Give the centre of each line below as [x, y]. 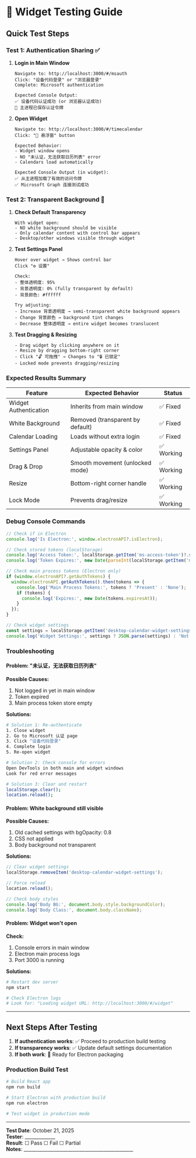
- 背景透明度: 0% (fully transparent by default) [74, 289]
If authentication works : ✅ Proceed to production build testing [90, 1042]
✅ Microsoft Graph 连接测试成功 [52, 185]
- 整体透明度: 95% [35, 283]
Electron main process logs [47, 954]
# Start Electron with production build [56, 1098]
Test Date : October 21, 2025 [40, 1130]
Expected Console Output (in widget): [62, 172]
